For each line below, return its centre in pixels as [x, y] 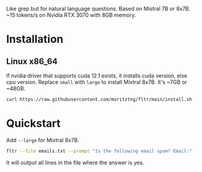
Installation [35, 39]
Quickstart [34, 124]
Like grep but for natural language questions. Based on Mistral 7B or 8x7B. [98, 9]
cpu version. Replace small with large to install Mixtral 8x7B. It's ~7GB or [97, 82]
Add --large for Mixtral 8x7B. [43, 140]
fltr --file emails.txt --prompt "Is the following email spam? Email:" [99, 151]
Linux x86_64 [32, 61]
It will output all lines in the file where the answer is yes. [75, 162]
